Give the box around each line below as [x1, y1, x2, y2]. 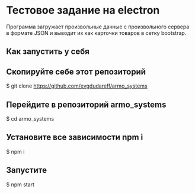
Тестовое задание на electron [6, 4, 160, 17]
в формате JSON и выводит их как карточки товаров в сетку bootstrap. [6, 29, 187, 36]
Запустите [6, 165, 47, 175]
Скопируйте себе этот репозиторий [6, 66, 146, 77]
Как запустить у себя [6, 47, 90, 57]
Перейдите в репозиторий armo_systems [6, 99, 167, 109]
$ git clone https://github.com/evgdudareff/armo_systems [6, 82, 148, 89]
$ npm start [6, 181, 34, 188]
